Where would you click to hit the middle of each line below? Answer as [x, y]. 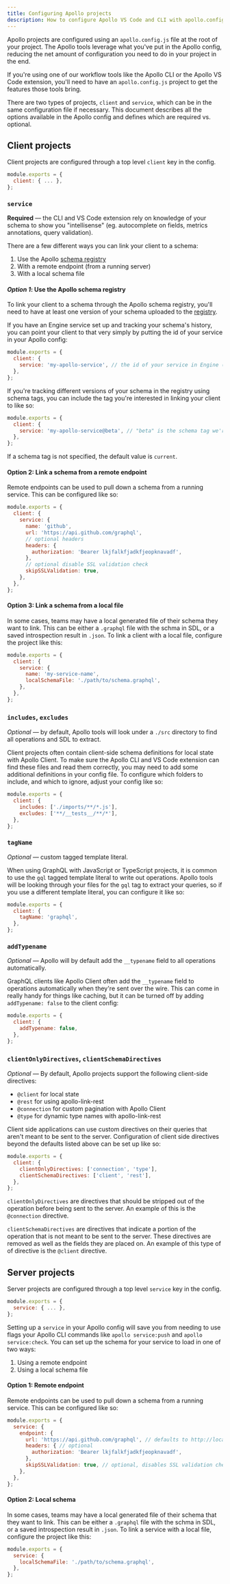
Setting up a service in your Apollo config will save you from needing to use [114, 1327]
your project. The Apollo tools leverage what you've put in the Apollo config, [115, 47]
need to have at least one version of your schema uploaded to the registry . [112, 312]
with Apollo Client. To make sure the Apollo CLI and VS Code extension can [113, 760]
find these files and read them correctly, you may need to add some [103, 767]
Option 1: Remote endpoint [46, 1385]
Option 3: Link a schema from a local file [65, 605]
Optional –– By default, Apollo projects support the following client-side [108, 1074]
